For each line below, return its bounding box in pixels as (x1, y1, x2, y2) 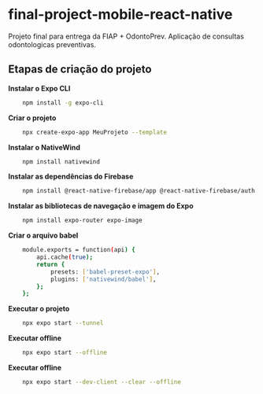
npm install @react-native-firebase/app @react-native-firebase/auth (22, 187, 256, 195)
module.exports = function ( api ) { (22, 246, 135, 254)
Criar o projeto (8, 112, 57, 123)
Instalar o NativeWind (8, 142, 81, 152)
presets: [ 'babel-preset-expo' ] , (50, 267, 160, 276)
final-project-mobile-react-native (8, 6, 233, 24)
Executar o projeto (8, 304, 70, 314)
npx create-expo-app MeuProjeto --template (22, 128, 168, 136)
